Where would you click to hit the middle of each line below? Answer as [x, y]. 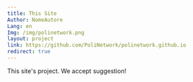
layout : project [30, 39]
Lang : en [20, 26]
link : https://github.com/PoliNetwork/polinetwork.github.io [97, 45]
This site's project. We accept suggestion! [67, 71]
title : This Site [32, 13]
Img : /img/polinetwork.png [46, 32]
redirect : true [29, 52]
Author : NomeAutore [35, 20]
